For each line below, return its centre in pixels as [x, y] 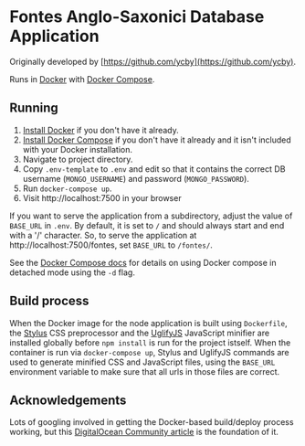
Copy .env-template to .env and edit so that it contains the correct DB [154, 169]
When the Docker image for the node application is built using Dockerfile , [148, 323]
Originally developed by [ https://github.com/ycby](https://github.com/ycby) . [153, 61]
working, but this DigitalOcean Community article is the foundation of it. [144, 432]
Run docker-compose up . [67, 188]
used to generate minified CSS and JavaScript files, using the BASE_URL [142, 362]
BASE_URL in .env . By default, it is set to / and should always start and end [147, 225]
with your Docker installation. [78, 149]
